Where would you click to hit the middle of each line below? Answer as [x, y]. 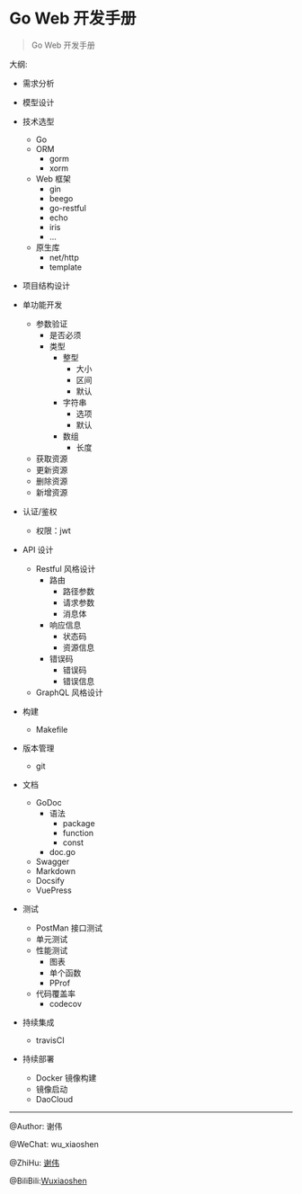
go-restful [68, 208]
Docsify [50, 880]
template [66, 267]
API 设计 [38, 549]
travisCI [50, 1040]
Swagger [53, 861]
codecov [66, 1003]
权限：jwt [53, 530]
